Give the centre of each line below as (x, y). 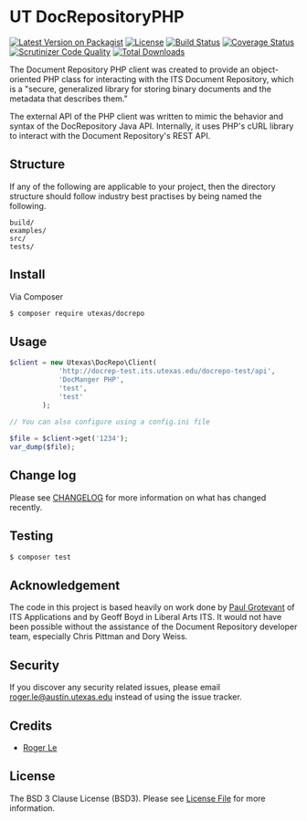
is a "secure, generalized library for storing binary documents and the (141, 89)
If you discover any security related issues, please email (115, 688)
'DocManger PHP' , (91, 380)
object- (265, 69)
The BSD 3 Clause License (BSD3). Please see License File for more (138, 798)
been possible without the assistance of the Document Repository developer (153, 626)
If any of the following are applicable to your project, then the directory (143, 186)
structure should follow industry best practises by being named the (136, 196)
